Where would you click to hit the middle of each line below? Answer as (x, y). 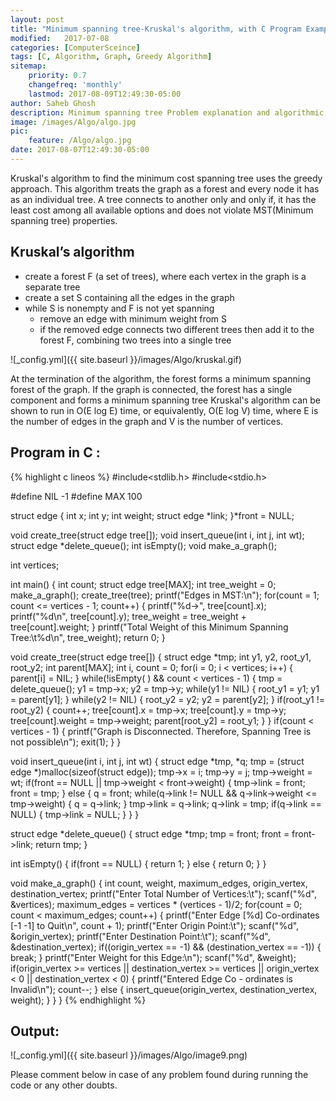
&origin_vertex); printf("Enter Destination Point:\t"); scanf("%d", (140, 936)
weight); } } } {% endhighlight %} (78, 1000)
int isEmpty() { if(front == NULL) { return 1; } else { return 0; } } (138, 863)
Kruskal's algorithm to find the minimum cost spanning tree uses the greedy (166, 178)
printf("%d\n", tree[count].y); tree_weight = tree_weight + (128, 616)
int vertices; (35, 565)
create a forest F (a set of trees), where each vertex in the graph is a (165, 276)
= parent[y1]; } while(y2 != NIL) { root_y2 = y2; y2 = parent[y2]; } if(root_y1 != (167, 699)
